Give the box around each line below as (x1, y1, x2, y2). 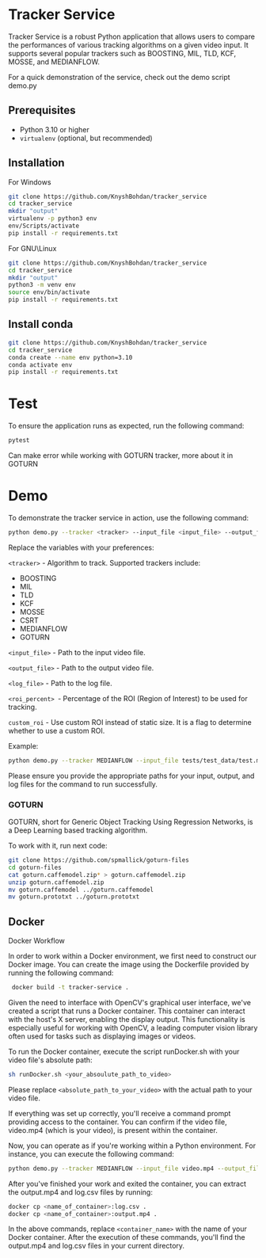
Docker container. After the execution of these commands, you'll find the (8, 1233, 245, 1242)
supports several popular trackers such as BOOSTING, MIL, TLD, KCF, (8, 48, 237, 58)
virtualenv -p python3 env (8, 215, 97, 223)
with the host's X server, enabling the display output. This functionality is (8, 1014, 245, 1024)
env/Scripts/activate (8, 222, 80, 231)
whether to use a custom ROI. (8, 726, 105, 735)
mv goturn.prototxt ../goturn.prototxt (8, 893, 140, 901)
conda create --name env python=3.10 (8, 353, 133, 361)
